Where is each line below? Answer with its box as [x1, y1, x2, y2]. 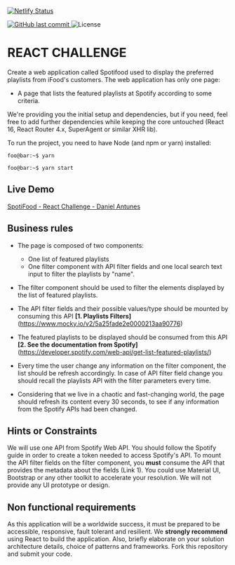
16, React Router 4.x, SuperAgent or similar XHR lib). [7, 125, 158, 133]
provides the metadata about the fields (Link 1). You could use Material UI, [7, 466, 221, 474]
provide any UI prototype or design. [7, 481, 110, 489]
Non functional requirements [7, 501, 137, 513]
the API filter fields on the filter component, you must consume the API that [7, 458, 225, 467]
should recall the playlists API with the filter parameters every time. [17, 376, 211, 385]
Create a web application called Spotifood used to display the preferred [7, 67, 214, 77]
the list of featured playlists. [17, 291, 98, 299]
